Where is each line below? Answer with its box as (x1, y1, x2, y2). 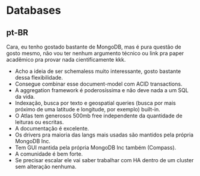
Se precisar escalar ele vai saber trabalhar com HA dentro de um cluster (14, 157, 194, 163)
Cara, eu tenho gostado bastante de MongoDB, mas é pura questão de (6, 43, 181, 50)
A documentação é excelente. (14, 125, 89, 132)
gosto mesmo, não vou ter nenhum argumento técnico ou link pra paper (6, 50, 184, 57)
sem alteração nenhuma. (14, 163, 77, 170)
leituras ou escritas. (14, 119, 64, 126)
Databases (6, 4, 61, 17)
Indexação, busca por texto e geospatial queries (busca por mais (14, 99, 176, 107)
